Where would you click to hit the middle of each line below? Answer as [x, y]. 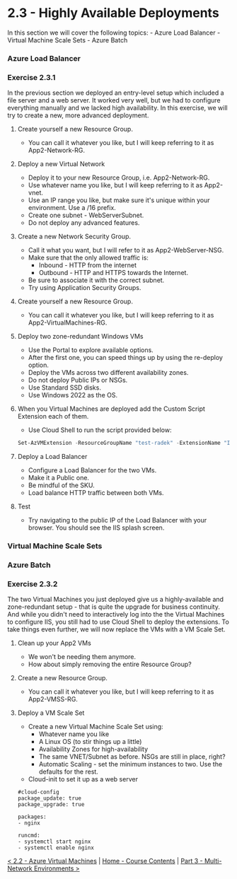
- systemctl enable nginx [56, 848]
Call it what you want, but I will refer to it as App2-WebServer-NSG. [126, 250]
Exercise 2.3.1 [31, 77]
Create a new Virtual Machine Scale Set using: [96, 727]
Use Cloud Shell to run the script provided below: [100, 430]
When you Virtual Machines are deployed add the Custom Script [111, 409]
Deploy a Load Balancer [52, 457]
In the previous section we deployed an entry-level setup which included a [116, 93]
